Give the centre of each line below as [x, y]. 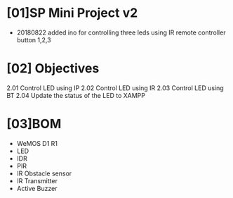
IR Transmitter [37, 180]
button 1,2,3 [34, 39]
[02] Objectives [53, 69]
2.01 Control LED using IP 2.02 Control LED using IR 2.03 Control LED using [115, 88]
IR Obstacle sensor [44, 173]
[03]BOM [34, 124]
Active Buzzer [37, 188]
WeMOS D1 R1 [37, 143]
